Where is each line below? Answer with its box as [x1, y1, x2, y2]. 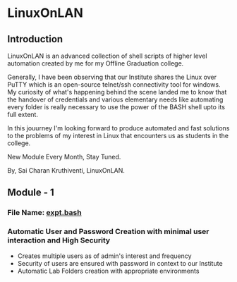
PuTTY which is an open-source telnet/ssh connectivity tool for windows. [7, 80, 221, 89]
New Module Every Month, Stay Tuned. [7, 153, 121, 161]
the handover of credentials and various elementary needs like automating [7, 95, 224, 104]
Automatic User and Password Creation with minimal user [7, 227, 209, 237]
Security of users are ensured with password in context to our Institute [17, 259, 224, 267]
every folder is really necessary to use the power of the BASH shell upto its [7, 103, 226, 111]
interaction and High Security [7, 235, 111, 245]
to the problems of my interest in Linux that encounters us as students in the [7, 132, 229, 140]
